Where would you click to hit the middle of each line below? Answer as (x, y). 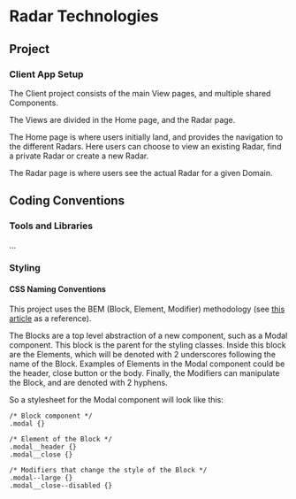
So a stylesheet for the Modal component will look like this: (116, 399)
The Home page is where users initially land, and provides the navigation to (146, 137)
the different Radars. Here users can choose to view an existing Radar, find (145, 146)
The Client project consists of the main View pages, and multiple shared (140, 93)
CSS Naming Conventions (57, 289)
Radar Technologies (84, 16)
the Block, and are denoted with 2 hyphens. (88, 382)
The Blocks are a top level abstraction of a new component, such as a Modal (148, 335)
